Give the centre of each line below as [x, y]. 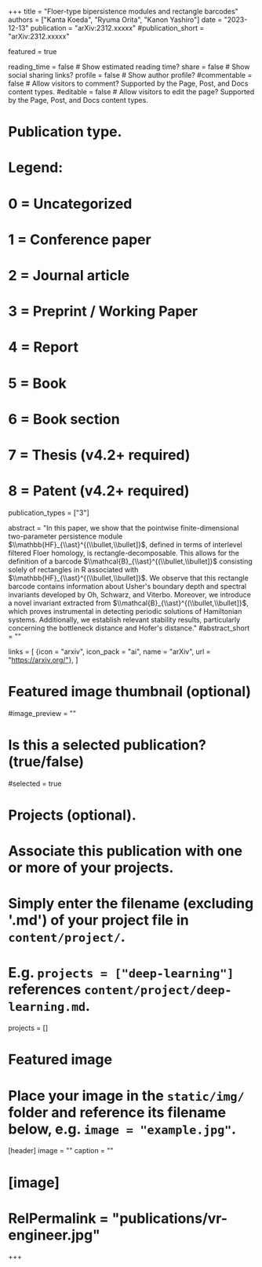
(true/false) [46, 761]
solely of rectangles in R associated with [73, 569]
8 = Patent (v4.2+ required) [99, 491]
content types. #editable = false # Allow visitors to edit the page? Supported [131, 92]
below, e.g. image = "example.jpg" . [122, 1129]
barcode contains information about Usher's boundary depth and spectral [127, 586]
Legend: [36, 168]
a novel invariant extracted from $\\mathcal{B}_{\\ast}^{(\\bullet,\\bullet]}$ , [129, 603]
